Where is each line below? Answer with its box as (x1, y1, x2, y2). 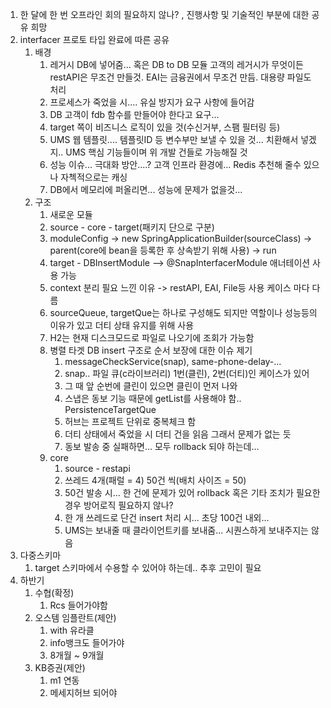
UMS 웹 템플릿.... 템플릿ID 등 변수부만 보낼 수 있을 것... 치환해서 (49, 134, 299, 145)
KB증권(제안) (34, 662, 86, 673)
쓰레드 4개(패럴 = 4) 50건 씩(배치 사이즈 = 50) (64, 474, 247, 486)
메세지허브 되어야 (49, 687, 118, 698)
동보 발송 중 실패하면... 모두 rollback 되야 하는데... (64, 441, 260, 452)
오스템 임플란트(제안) (34, 612, 117, 623)
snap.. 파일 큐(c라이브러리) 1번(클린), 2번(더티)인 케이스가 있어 (64, 368, 310, 379)
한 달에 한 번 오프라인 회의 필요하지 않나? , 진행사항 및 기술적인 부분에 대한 (19, 9, 310, 20)
